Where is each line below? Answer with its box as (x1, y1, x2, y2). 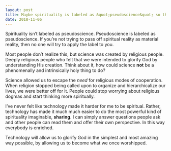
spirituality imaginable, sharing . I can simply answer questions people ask (5, 114, 161, 120)
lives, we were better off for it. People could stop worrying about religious (5, 88, 160, 94)
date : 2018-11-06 (5, 17, 42, 22)
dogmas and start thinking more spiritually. (5, 93, 95, 99)
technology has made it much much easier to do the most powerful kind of (5, 108, 162, 115)
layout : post (5, 7, 33, 13)
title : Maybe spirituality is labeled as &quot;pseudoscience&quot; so (5, 12, 160, 17)
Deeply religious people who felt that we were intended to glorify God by (5, 57, 158, 63)
